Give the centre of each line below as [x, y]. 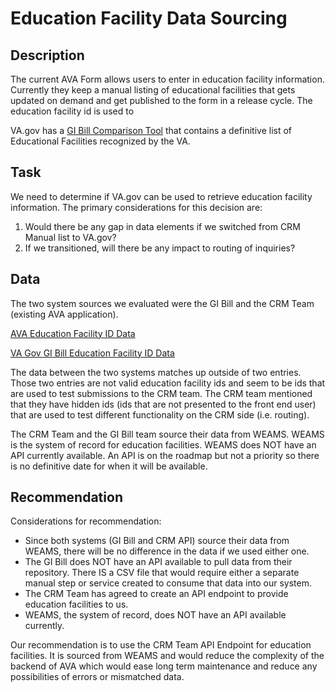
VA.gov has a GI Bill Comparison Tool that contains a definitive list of [151, 130]
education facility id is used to [72, 111]
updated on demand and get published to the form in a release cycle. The [161, 100]
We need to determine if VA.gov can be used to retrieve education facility [161, 196]
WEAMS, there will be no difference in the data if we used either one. [167, 551]
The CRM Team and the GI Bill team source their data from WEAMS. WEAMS [167, 434]
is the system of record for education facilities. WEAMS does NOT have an [163, 444]
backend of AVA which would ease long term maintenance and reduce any [164, 666]
